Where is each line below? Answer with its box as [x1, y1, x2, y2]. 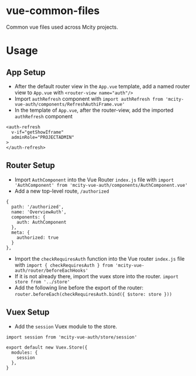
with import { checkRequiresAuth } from [14, 261, 113, 268]
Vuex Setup [6, 307, 50, 317]
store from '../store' [14, 279, 70, 285]
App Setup [6, 67, 46, 77]
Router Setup [6, 160, 56, 170]
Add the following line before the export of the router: [14, 284, 143, 291]
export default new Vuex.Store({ [6, 344, 88, 350]
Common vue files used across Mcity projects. [6, 23, 118, 30]
